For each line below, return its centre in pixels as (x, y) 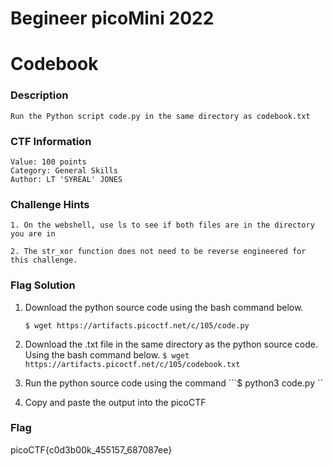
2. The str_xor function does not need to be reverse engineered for (158, 252)
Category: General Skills (64, 170)
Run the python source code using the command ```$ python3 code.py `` (173, 383)
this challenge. (44, 260)
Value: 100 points (48, 162)
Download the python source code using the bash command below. (164, 307)
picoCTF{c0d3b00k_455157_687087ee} (91, 449)
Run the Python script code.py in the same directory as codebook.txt (160, 116)
